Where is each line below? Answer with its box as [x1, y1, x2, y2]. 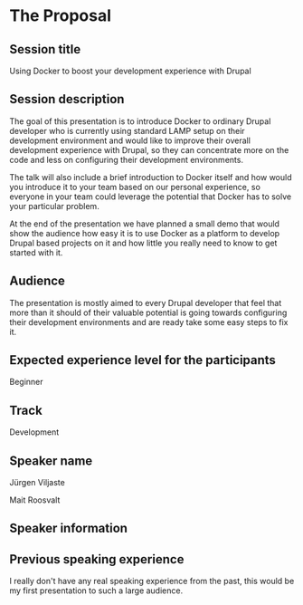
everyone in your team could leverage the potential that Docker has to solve [9, 191, 292, 202]
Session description [9, 91, 125, 107]
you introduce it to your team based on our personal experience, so [9, 181, 260, 192]
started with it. [9, 246, 63, 258]
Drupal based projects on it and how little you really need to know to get [9, 237, 278, 248]
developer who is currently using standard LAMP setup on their [9, 125, 246, 136]
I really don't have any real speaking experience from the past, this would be [9, 576, 295, 587]
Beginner [9, 377, 43, 388]
